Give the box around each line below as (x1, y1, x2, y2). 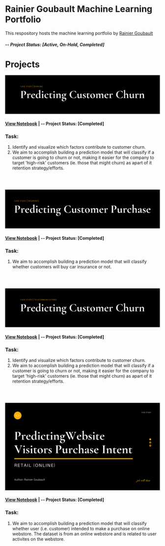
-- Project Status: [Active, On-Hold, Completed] (5, 41, 105, 47)
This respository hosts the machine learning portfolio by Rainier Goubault (5, 30, 153, 36)
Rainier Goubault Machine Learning (5, 3, 153, 15)
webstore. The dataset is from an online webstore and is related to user (12, 531, 157, 537)
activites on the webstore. (12, 536, 65, 542)
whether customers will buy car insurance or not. (12, 264, 112, 270)
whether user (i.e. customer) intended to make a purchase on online (12, 525, 150, 531)
